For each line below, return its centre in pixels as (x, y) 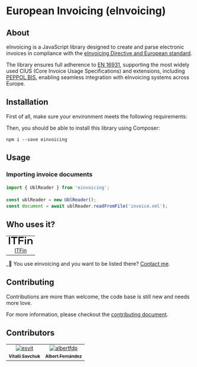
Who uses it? (30, 225)
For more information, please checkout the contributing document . (87, 314)
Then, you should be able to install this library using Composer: (83, 128)
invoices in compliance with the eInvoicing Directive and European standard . (99, 53)
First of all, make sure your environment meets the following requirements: (97, 116)
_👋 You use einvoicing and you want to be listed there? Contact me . (88, 263)
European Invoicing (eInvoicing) (86, 11)
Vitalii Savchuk (24, 356)
